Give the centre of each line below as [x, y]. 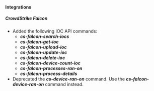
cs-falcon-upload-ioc [43, 47]
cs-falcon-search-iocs [45, 36]
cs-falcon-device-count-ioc [50, 63]
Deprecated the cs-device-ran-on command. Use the [68, 79]
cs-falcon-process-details [49, 73]
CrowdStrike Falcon [26, 18]
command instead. [64, 84]
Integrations [18, 7]
